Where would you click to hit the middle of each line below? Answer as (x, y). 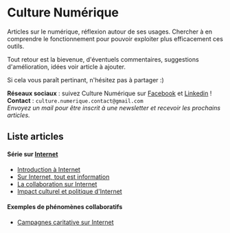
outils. (16, 46)
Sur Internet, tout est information (63, 177)
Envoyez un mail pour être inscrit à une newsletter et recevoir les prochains (114, 108)
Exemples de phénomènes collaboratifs (65, 207)
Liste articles (35, 137)
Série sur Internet (33, 154)
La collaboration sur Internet (57, 184)
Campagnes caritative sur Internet (66, 222)
